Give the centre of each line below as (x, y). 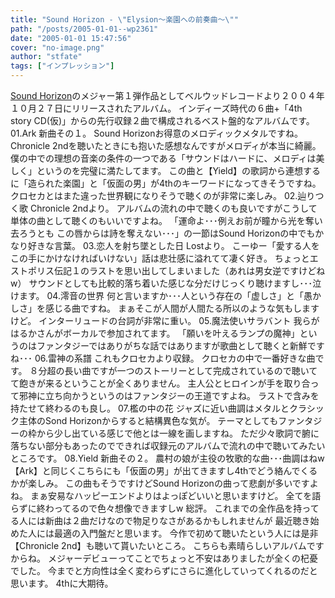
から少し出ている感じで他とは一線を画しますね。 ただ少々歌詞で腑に (178, 433)
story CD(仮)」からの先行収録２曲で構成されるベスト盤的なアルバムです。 (162, 120)
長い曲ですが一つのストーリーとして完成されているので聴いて (191, 370)
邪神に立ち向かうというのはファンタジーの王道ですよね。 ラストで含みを (169, 395)
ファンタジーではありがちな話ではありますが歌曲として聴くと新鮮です (180, 345)
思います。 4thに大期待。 (62, 583)
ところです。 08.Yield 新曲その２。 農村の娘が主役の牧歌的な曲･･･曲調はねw (167, 458)
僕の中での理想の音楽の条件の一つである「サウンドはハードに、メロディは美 (167, 158)
